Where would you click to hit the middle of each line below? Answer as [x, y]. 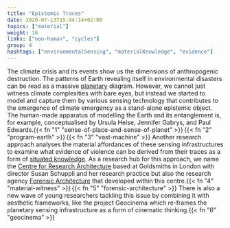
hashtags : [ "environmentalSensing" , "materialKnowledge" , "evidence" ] [110, 52]
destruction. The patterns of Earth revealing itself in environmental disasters [115, 78]
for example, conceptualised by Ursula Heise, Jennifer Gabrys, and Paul [109, 122]
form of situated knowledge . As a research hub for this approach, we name [113, 159]
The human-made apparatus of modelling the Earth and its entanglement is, [114, 115]
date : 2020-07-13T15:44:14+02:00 [55, 20]
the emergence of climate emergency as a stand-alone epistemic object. [110, 108]
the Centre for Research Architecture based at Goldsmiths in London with [111, 166]
